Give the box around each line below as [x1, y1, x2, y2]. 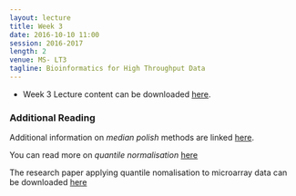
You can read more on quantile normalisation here [9, 150, 199, 161]
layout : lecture [9, 13, 71, 23]
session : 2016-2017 [9, 38, 84, 48]
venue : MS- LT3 [9, 55, 67, 64]
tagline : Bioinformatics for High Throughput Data [9, 64, 206, 73]
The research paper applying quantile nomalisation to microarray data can [9, 167, 288, 178]
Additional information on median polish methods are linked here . [9, 132, 255, 143]
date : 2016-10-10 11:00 [9, 30, 100, 39]
